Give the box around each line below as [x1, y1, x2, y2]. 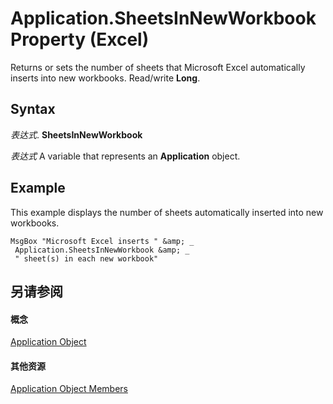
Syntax [10, 101, 56, 118]
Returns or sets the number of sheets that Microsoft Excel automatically [10, 61, 306, 73]
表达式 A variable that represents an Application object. [10, 150, 241, 162]
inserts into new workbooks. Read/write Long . [10, 72, 201, 84]
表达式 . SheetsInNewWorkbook [10, 128, 143, 141]
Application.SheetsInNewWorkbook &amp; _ [14, 245, 190, 255]
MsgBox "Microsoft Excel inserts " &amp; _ [10, 236, 195, 246]
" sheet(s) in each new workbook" [14, 253, 159, 264]
